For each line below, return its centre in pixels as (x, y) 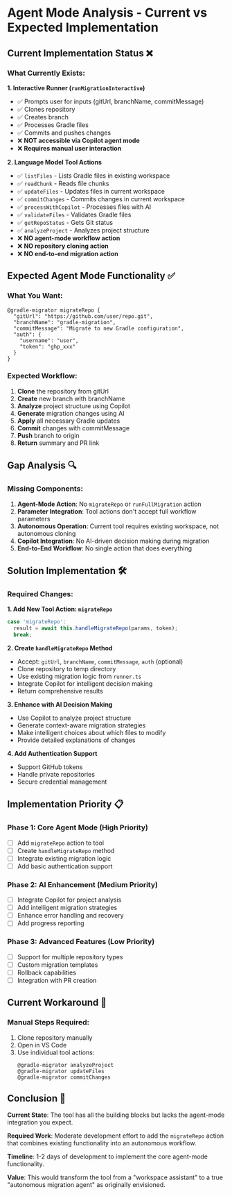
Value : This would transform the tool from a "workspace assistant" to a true (115, 1177)
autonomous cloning (46, 533)
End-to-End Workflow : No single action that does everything (105, 548)
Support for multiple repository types (70, 957)
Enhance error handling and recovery (70, 916)
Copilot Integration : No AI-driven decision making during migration (113, 541)
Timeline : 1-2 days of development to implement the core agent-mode (108, 1156)
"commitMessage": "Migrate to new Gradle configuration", (99, 328)
